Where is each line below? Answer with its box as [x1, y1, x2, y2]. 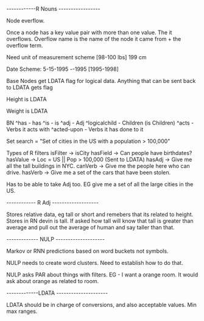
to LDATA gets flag [6, 84, 53, 91]
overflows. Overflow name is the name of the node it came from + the [6, 35, 181, 42]
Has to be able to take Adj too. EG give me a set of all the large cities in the [6, 181, 194, 188]
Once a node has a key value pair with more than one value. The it [6, 29, 172, 36]
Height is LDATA [6, 96, 47, 103]
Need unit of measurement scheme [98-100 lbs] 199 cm [6, 54, 147, 60]
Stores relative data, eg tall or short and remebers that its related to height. [6, 211, 194, 218]
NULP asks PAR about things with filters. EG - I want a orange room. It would [6, 271, 199, 278]
